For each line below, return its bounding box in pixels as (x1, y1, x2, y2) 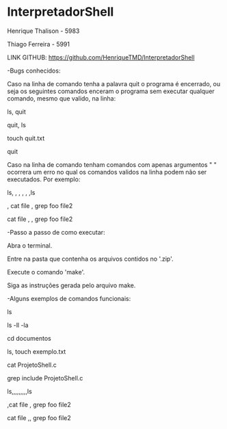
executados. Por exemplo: (7, 175, 81, 183)
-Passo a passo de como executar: (7, 228, 105, 236)
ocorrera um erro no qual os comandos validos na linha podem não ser (7, 168, 207, 176)
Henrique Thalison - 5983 (7, 27, 80, 35)
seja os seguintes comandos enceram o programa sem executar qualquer (7, 87, 215, 95)
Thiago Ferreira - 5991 (7, 40, 70, 48)
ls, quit (7, 107, 26, 116)
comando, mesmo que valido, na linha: (7, 94, 116, 103)
